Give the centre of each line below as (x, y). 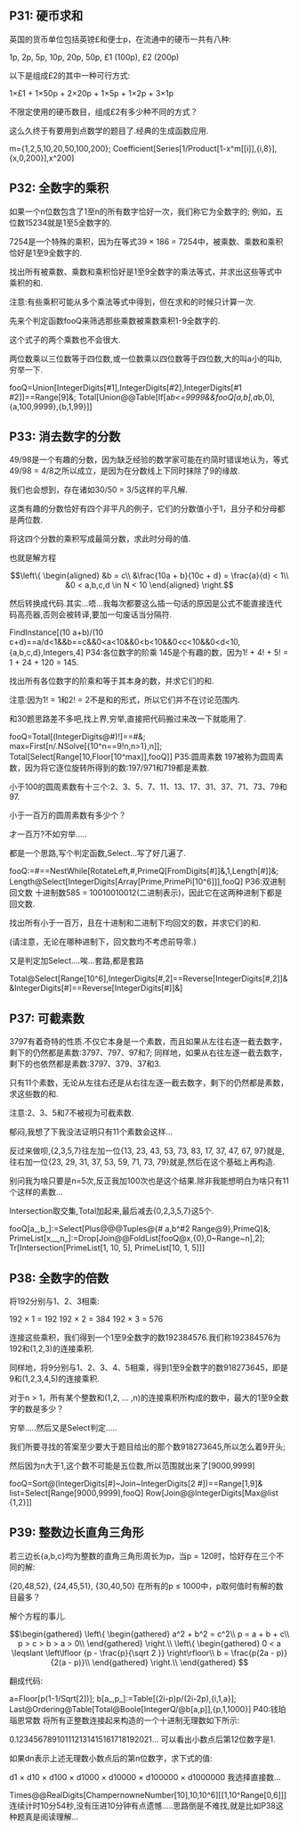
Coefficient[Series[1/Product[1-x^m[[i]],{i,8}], (195, 148)
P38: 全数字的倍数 (59, 1278)
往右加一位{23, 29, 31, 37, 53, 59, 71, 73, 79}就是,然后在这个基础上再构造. (142, 1162)
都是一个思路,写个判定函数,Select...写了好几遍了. (98, 853)
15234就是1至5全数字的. (68, 222)
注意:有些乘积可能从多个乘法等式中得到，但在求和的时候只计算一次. (133, 301)
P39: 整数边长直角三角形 (77, 1533)
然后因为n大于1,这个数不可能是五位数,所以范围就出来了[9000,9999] (132, 1466)
